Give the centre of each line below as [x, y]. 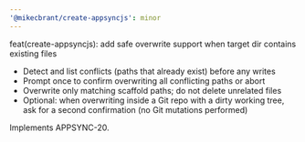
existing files [33, 53]
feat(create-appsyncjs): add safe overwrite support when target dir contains [153, 44]
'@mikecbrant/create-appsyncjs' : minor [85, 18]
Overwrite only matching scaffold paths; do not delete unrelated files [152, 90]
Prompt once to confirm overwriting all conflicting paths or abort [144, 81]
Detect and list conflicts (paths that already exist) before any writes [149, 71]
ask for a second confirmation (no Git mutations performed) [135, 109]
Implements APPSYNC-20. [59, 127]
